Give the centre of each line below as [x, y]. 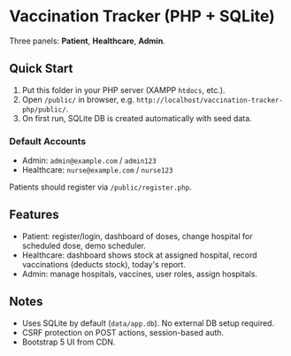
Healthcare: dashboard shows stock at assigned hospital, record [140, 255]
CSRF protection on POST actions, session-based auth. [123, 332]
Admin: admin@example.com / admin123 [89, 160]
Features [34, 215]
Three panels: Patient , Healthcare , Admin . [87, 41]
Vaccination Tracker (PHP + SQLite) [142, 16]
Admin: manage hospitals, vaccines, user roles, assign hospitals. [140, 274]
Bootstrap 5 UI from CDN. [69, 342]
